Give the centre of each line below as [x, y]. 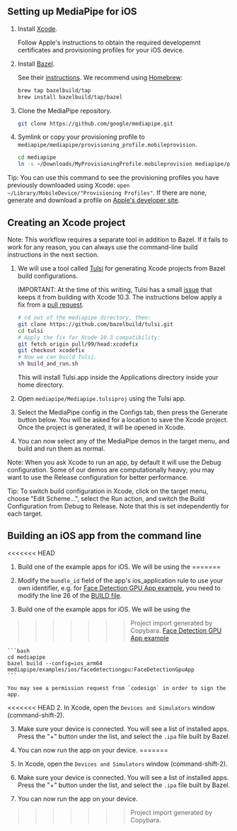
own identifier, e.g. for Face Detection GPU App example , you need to [119, 588]
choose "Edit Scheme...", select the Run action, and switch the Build [106, 498]
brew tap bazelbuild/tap [54, 90]
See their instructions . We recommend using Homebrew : [100, 77]
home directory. [41, 385]
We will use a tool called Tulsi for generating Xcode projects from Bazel [121, 268]
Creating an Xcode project [67, 222]
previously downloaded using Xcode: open [69, 185]
